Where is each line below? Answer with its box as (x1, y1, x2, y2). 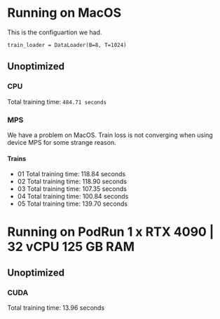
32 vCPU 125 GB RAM (7, 239, 135, 255)
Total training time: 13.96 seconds (7, 304, 105, 312)
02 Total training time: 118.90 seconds (17, 177, 128, 186)
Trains (7, 154, 27, 162)
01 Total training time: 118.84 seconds (17, 170, 126, 178)
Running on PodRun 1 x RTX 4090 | (7, 224, 214, 240)
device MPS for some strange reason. (7, 138, 117, 146)
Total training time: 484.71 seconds (7, 97, 107, 106)
